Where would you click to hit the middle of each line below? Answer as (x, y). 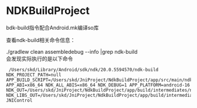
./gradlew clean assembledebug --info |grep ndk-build (72, 51)
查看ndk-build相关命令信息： (41, 40)
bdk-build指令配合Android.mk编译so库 (52, 27)
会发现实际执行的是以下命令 (40, 58)
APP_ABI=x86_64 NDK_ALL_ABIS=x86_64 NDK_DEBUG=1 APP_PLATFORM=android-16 (98, 85)
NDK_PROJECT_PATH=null (34, 75)
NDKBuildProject (48, 11)
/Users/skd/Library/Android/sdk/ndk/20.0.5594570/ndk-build (84, 69)
